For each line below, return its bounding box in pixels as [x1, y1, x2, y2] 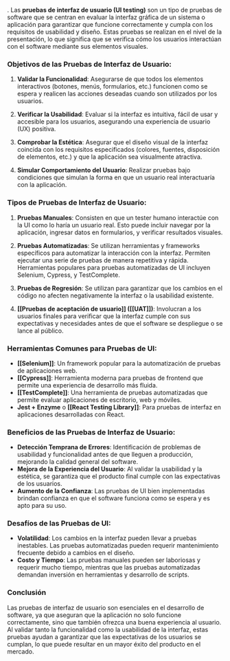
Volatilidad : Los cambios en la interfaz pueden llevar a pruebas [16, 534, 197, 542]
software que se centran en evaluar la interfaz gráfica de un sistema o [7, 13, 206, 21]
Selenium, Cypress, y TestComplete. [16, 271, 120, 279]
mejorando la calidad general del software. [16, 458, 139, 466]
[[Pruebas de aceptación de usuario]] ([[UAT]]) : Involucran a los [16, 304, 202, 313]
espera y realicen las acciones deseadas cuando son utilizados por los [16, 89, 218, 98]
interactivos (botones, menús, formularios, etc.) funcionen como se [16, 82, 208, 91]
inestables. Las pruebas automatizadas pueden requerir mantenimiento [16, 541, 219, 550]
